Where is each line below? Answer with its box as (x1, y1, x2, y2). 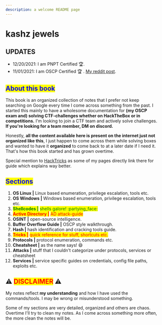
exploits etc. (12, 263, 38, 269)
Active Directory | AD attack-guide (12, 211, 83, 217)
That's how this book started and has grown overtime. (5, 148, 114, 154)
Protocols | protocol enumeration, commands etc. (12, 237, 114, 243)
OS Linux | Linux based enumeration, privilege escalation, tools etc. (12, 190, 149, 196)
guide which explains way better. (5, 163, 72, 169)
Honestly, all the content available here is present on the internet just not (5, 133, 156, 139)
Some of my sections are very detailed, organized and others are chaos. (5, 305, 151, 311)
